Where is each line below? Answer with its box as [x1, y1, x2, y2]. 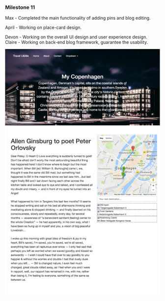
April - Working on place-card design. [5, 25, 82, 30]
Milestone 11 [5, 4, 35, 11]
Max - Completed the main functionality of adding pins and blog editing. [5, 15, 151, 21]
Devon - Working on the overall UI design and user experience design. [5, 34, 147, 40]
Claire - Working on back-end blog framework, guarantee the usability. [5, 39, 148, 45]
